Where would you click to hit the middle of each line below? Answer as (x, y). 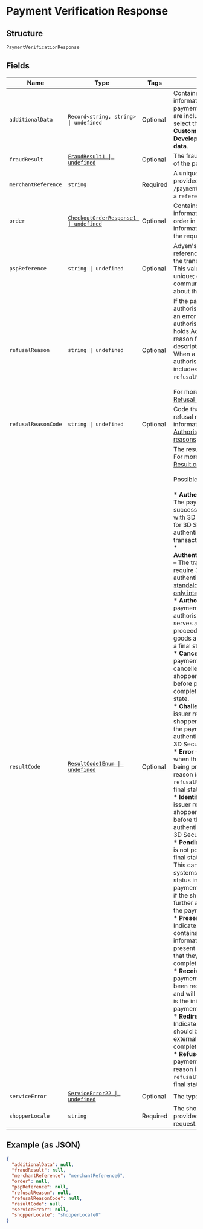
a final (182, 645)
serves (183, 623)
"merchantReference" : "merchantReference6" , (69, 1176)
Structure (25, 34)
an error (185, 316)
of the (182, 163)
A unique (186, 173)
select (182, 123)
